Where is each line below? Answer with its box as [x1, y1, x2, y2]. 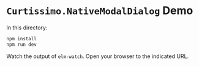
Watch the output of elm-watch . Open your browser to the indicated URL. [6, 53, 189, 60]
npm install [6, 35, 37, 42]
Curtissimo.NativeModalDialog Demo [6, 4, 193, 18]
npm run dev [6, 41, 37, 48]
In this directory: [6, 24, 48, 31]
